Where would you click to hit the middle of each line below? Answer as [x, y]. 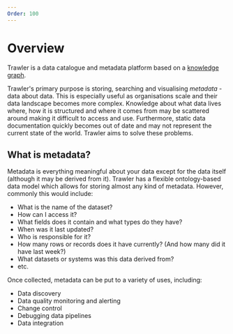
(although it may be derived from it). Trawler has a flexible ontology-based [114, 179]
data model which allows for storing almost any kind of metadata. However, [115, 186]
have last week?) [42, 252]
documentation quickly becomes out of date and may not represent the [110, 126]
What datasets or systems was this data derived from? [96, 259]
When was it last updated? [55, 229]
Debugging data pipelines [54, 316]
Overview [36, 48]
